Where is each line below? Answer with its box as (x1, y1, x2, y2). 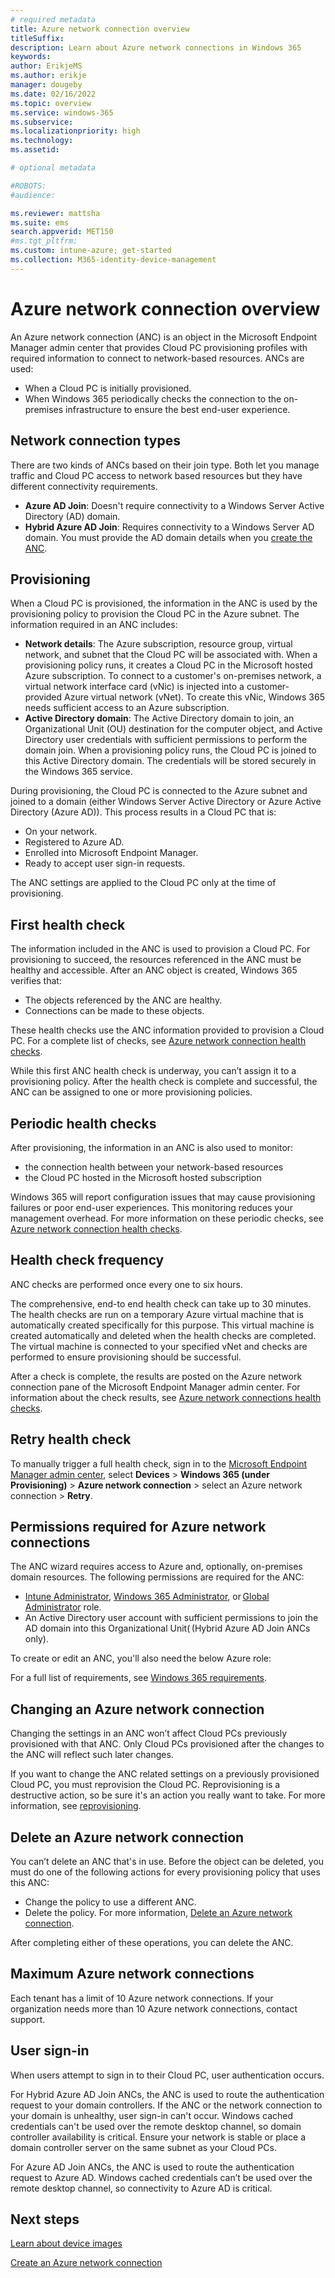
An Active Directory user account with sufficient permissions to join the (24, 1612, 319, 1624)
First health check (10, 916, 126, 933)
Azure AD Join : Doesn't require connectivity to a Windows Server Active (24, 499, 325, 511)
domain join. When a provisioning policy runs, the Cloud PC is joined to (24, 744, 317, 756)
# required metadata (10, 14, 97, 25)
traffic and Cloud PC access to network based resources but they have (10, 469, 303, 481)
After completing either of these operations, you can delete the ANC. (10, 1937, 294, 1948)
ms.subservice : (10, 117, 74, 127)
